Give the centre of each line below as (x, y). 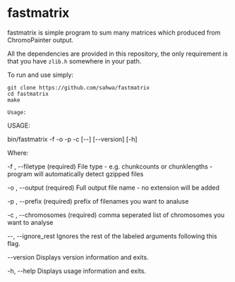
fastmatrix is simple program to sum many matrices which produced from (114, 32)
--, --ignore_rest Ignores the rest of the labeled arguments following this (112, 236)
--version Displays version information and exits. (78, 257)
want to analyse (30, 222)
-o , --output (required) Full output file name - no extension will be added (114, 188)
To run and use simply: (41, 75)
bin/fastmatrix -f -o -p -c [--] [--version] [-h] (72, 139)
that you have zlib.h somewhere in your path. (74, 61)
